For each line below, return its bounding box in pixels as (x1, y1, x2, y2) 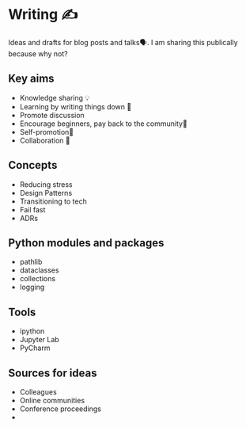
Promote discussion (19, 110, 85, 120)
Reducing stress (19, 179, 73, 189)
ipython (19, 326, 45, 336)
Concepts (8, 158, 58, 172)
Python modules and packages (8, 236, 165, 250)
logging (19, 282, 45, 292)
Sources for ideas (8, 366, 97, 379)
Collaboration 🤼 (19, 135, 70, 145)
